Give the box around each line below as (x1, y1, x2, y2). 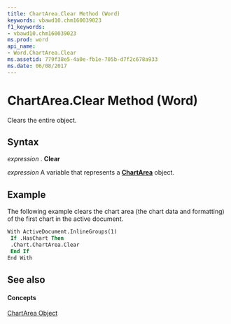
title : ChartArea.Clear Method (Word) (7, 10, 120, 18)
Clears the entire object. (7, 116, 77, 124)
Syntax (7, 136, 39, 148)
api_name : (7, 43, 36, 50)
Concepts (7, 293, 36, 302)
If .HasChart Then (10, 235, 64, 242)
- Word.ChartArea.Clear (7, 50, 77, 57)
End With (7, 254, 33, 262)
